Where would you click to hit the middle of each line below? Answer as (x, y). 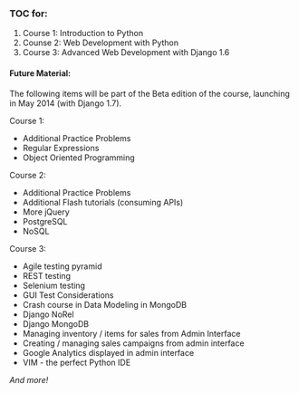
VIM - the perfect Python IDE (77, 362)
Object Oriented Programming (79, 158)
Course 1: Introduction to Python (82, 34)
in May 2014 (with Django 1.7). (66, 103)
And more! (29, 379)
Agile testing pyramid (62, 266)
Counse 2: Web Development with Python (101, 43)
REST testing (46, 275)
